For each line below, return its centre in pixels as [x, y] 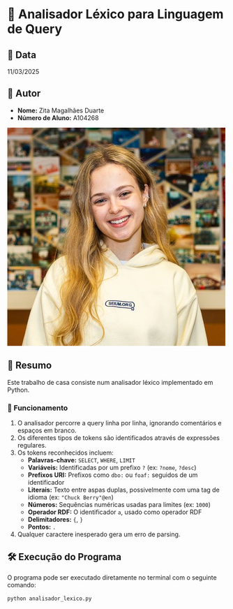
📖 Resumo [30, 366]
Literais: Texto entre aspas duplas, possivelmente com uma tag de [123, 490]
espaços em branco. [47, 430]
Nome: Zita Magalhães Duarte [61, 110]
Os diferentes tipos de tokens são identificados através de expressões [118, 438]
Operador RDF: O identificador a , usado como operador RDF [115, 512]
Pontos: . [42, 527]
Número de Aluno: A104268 [58, 117]
